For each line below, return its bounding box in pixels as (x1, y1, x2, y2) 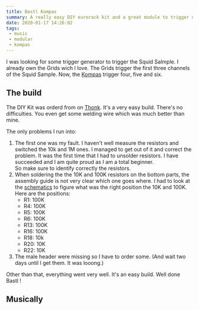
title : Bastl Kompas (6, 8, 57, 15)
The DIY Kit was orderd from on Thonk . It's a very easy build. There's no (6, 103, 183, 110)
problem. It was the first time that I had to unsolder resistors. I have (14, 152, 179, 159)
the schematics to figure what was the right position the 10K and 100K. (14, 184, 187, 191)
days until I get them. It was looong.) (14, 259, 104, 266)
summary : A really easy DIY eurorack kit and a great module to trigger (6, 14, 190, 20)
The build (6, 88, 42, 98)
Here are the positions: (14, 189, 71, 197)
